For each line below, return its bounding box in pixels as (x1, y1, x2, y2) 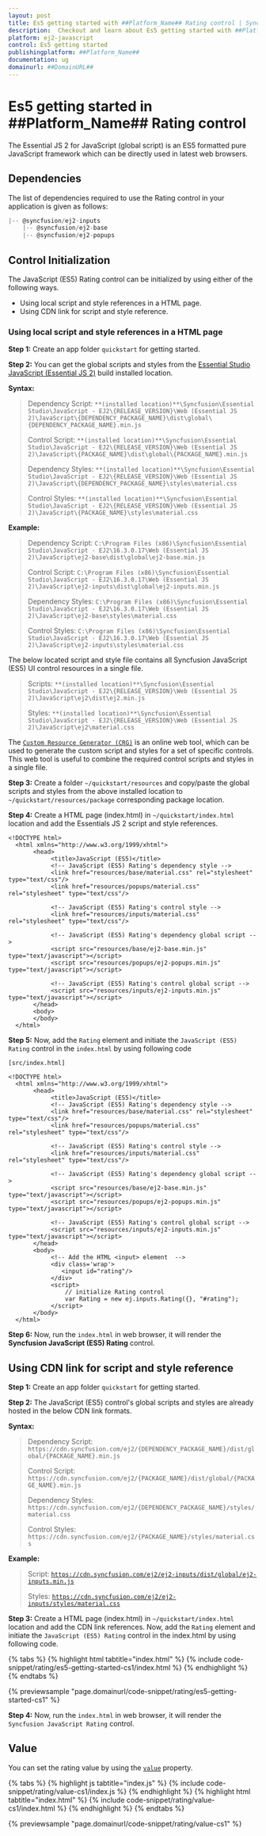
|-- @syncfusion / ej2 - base (22, 224, 108, 232)
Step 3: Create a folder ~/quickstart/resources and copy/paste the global (8, 778, 250, 788)
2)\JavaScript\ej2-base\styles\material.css (27, 612, 177, 620)
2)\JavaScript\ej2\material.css (27, 723, 135, 732)
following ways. (8, 282, 59, 292)
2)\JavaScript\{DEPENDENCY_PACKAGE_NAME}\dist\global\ (27, 414, 213, 423)
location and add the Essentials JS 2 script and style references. (8, 818, 218, 829)
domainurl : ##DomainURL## (8, 63, 93, 71)
